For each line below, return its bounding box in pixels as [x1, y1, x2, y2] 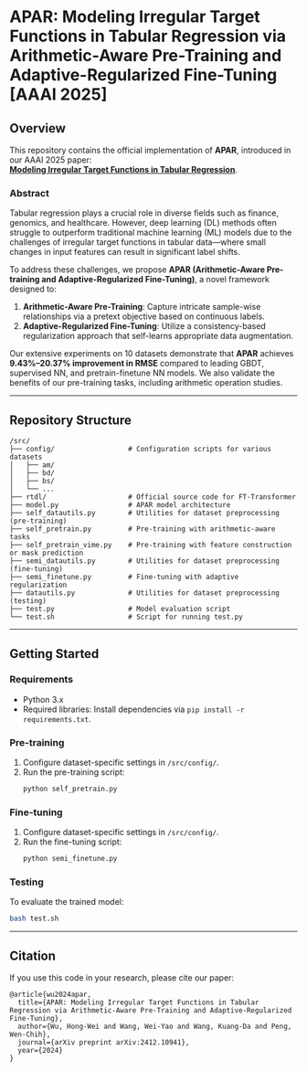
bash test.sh [9, 914, 59, 924]
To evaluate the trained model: [9, 896, 124, 907]
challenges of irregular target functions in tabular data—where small [9, 237, 267, 248]
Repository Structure [9, 412, 132, 428]
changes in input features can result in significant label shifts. [9, 247, 240, 258]
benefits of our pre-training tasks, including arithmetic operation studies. [9, 377, 283, 388]
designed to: [9, 283, 57, 294]
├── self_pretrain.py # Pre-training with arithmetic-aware [9, 525, 276, 534]
